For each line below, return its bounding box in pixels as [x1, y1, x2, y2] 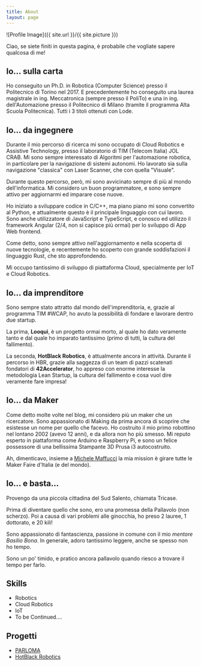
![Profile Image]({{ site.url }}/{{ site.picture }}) [6, 31, 118, 38]
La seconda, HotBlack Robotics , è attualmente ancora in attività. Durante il [6, 352, 191, 359]
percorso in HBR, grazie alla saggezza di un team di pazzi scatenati [6, 358, 173, 366]
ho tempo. [6, 543, 32, 550]
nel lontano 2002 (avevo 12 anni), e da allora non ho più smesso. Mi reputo [6, 430, 191, 437]
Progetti [6, 631, 37, 641]
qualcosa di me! [6, 49, 46, 56]
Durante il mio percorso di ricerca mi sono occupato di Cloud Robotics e [6, 141, 185, 148]
